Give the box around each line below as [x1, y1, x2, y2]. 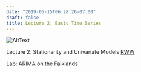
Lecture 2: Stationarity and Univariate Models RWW [6, 48, 135, 56]
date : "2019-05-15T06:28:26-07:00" [6, 8, 96, 15]
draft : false [6, 15, 39, 21]
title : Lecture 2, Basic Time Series [6, 20, 102, 26]
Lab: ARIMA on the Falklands [6, 60, 78, 67]
